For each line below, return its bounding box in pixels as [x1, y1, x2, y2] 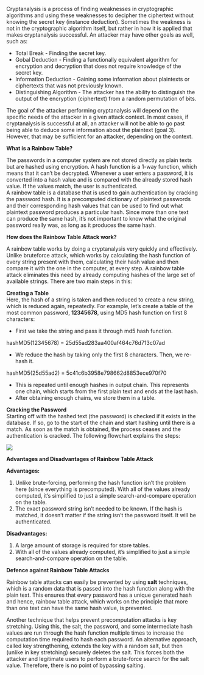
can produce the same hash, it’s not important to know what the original [6, 215, 187, 222]
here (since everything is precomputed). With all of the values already [15, 485, 191, 493]
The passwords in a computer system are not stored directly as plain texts [6, 157, 192, 164]
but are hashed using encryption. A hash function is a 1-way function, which [6, 163, 197, 170]
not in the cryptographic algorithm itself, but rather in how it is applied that [6, 24, 193, 32]
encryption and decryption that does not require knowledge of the [15, 62, 181, 70]
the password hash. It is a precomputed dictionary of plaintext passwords [6, 196, 191, 202]
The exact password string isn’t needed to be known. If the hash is [15, 505, 183, 512]
